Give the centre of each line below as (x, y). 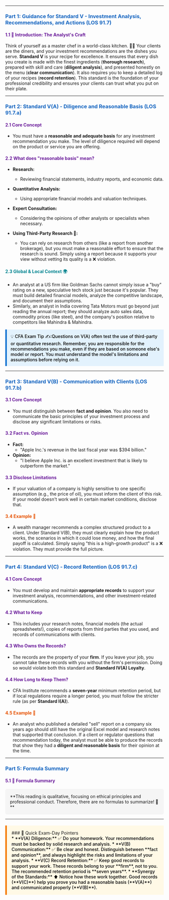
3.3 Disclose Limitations (31, 477)
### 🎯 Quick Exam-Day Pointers (45, 833)
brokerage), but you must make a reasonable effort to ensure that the (92, 249)
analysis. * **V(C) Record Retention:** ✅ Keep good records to (78, 861)
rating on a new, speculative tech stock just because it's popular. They (85, 290)
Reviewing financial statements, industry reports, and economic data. (92, 179)
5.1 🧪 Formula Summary (30, 781)
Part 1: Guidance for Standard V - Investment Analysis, (73, 16)
